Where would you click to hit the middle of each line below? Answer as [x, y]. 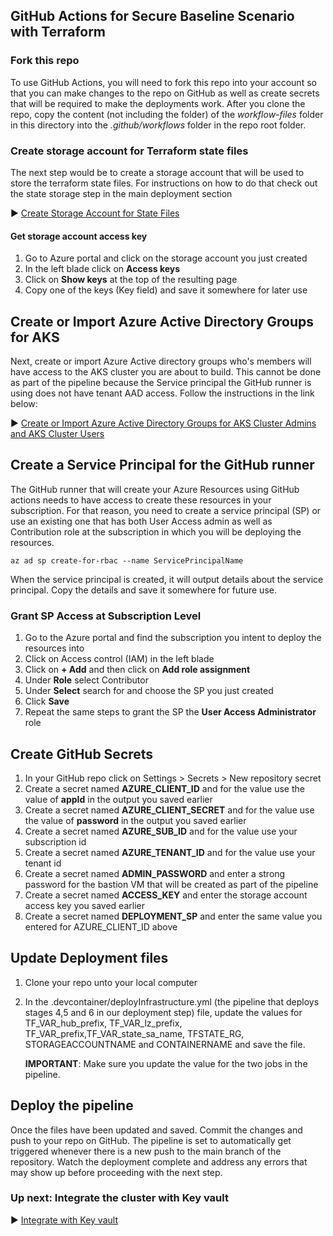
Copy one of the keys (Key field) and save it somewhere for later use [166, 290]
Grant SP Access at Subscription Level [106, 616]
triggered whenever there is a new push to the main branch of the [146, 1151]
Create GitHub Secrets [82, 754]
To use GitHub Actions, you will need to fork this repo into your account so [163, 82]
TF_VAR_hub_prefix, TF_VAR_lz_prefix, [103, 1023]
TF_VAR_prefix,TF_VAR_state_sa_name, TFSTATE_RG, [134, 1033]
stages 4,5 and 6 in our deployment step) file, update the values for [163, 1012]
